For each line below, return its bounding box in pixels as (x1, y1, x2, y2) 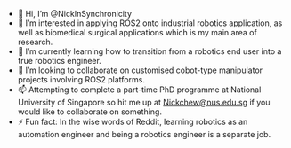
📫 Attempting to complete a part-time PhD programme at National (17, 84, 262, 95)
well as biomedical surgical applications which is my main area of (17, 27, 258, 37)
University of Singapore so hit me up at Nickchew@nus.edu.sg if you (17, 97, 271, 107)
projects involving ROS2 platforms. (17, 74, 145, 84)
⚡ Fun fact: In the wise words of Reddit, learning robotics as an (17, 116, 248, 127)
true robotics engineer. (17, 56, 102, 66)
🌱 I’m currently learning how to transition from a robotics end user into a (17, 46, 282, 57)
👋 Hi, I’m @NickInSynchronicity (17, 9, 132, 19)
